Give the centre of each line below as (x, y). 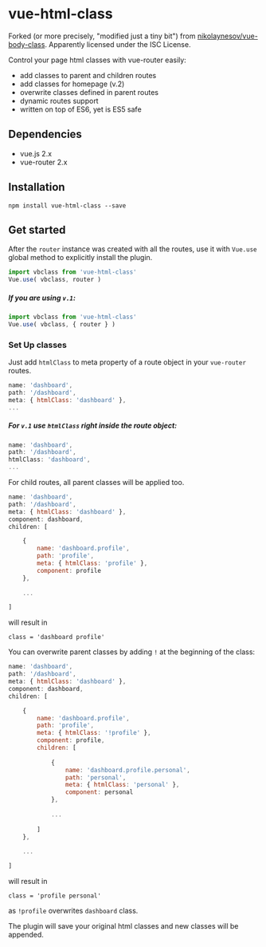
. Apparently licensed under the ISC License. (118, 44)
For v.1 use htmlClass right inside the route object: (93, 426)
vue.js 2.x (36, 153)
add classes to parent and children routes (88, 75)
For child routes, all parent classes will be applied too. (96, 483)
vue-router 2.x (43, 162)
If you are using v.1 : (42, 298)
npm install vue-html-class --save (67, 205)
